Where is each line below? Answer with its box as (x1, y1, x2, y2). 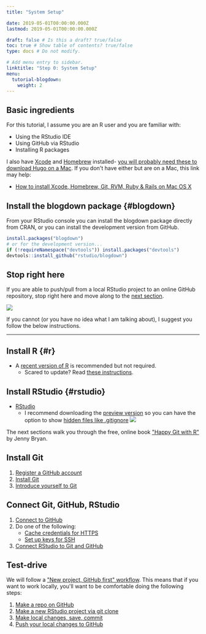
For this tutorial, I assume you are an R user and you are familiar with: (6, 121, 181, 129)
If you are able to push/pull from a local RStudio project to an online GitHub (6, 286, 196, 293)
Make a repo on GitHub (15, 601, 74, 608)
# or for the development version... (6, 241, 103, 247)
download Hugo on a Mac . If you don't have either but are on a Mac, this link (6, 164, 200, 172)
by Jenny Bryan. (6, 435, 48, 442)
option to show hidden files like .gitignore (24, 416, 129, 423)
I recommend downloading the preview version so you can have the (24, 409, 196, 416)
